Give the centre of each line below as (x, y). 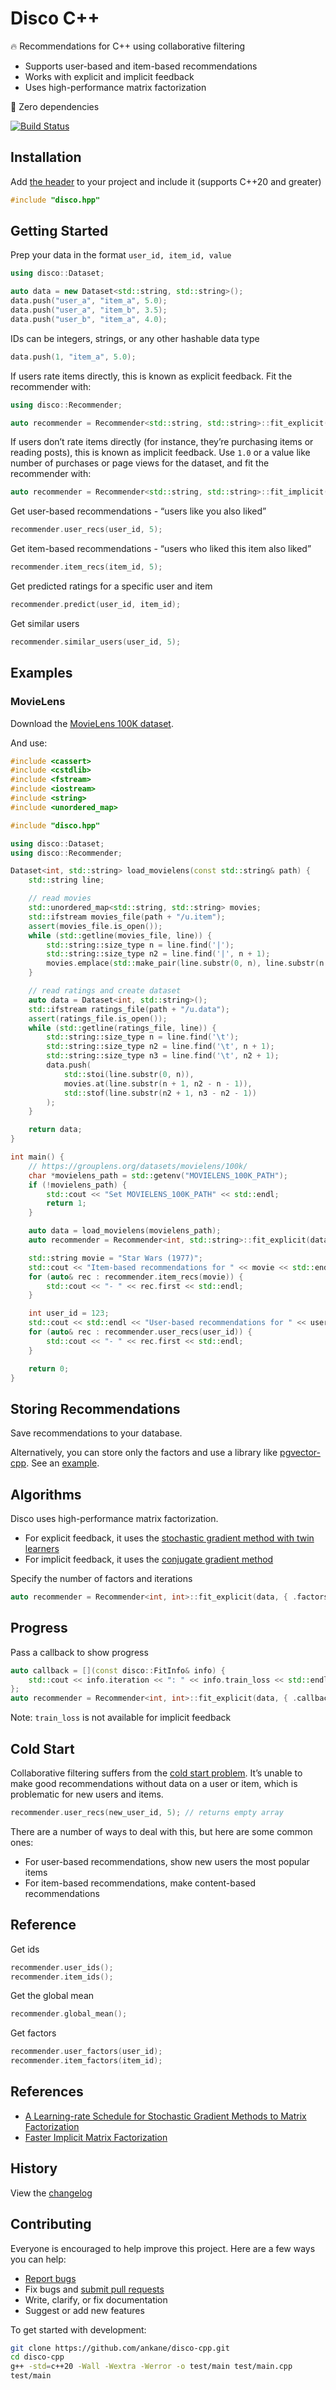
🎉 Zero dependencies (55, 106)
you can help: (38, 2259)
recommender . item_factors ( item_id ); (86, 2061)
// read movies (60, 898)
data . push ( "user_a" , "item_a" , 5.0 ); (89, 301)
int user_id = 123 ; (69, 1313)
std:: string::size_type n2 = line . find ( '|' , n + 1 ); (158, 954)
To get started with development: (78, 2329)
